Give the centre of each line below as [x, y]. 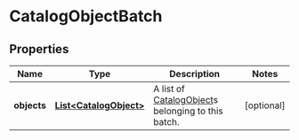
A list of [169, 89]
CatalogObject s [186, 100]
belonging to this [188, 111]
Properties [39, 49]
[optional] [265, 105]
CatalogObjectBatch [86, 16]
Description [194, 74]
